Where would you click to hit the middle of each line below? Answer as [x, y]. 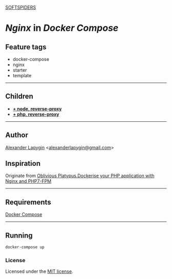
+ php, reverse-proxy [36, 114]
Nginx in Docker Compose [62, 28]
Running [19, 235]
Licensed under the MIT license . [39, 271]
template [22, 76]
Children [19, 96]
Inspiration [23, 164]
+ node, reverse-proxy [37, 109]
